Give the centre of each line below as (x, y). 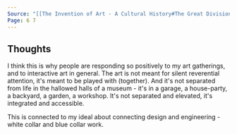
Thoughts (29, 49)
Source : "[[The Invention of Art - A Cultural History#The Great (105, 14)
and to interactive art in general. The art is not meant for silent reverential (114, 73)
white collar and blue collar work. (55, 125)
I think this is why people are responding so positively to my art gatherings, (116, 66)
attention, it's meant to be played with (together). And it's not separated (111, 81)
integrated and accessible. (46, 104)
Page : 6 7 (22, 20)
